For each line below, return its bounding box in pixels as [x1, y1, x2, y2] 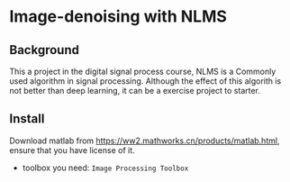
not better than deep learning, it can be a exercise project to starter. [9, 86, 261, 96]
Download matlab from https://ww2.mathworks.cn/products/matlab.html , [9, 135, 280, 146]
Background [9, 42, 79, 58]
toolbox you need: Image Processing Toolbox [22, 162, 189, 173]
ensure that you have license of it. [9, 144, 135, 155]
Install [9, 111, 45, 127]
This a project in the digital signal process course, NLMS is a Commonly [9, 66, 276, 77]
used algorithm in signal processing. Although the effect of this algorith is [9, 76, 282, 86]
